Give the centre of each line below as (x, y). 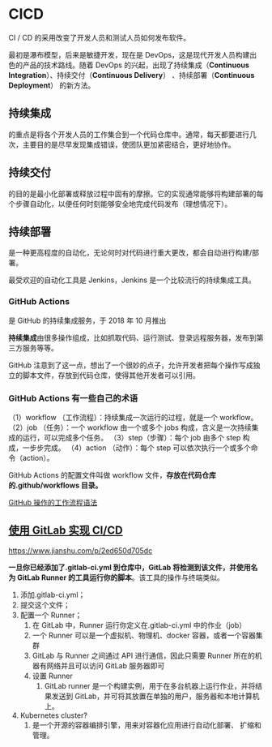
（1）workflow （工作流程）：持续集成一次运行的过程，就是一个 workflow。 (133, 417)
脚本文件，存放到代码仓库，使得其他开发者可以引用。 (111, 375)
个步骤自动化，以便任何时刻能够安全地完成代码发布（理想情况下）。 (120, 204)
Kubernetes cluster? (53, 715)
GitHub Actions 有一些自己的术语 (73, 398)
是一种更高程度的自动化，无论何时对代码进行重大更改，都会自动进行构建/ (130, 253)
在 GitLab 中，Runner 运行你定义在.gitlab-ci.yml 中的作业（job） (139, 625)
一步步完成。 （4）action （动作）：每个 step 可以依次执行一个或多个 (136, 448)
